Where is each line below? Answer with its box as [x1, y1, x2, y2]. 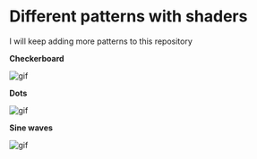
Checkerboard [9, 53, 64, 63]
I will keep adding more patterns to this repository [9, 36, 193, 46]
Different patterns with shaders [9, 6, 248, 27]
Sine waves [9, 122, 54, 133]
